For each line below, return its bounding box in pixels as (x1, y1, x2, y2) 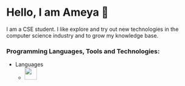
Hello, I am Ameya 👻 (6, 5, 109, 19)
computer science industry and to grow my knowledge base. (6, 31, 159, 39)
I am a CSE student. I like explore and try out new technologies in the (6, 25, 179, 33)
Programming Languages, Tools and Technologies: (6, 47, 160, 55)
